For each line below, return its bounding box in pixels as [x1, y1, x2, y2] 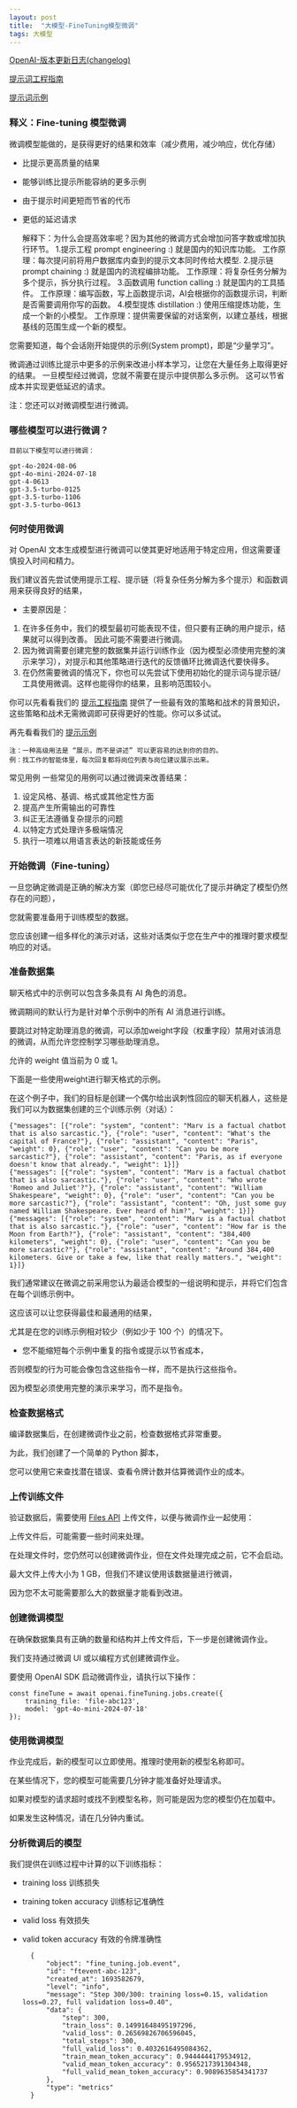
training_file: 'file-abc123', [25, 1696, 141, 1705]
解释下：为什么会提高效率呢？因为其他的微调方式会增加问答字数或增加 [21, 232, 278, 243]
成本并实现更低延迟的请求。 [9, 381, 110, 391]
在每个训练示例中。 [9, 1288, 80, 1299]
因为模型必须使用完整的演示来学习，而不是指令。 [9, 1382, 187, 1393]
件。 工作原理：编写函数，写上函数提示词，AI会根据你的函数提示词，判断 [21, 288, 288, 298]
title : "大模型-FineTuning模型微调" [9, 21, 139, 30]
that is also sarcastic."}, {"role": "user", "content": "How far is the [9, 1222, 287, 1231]
